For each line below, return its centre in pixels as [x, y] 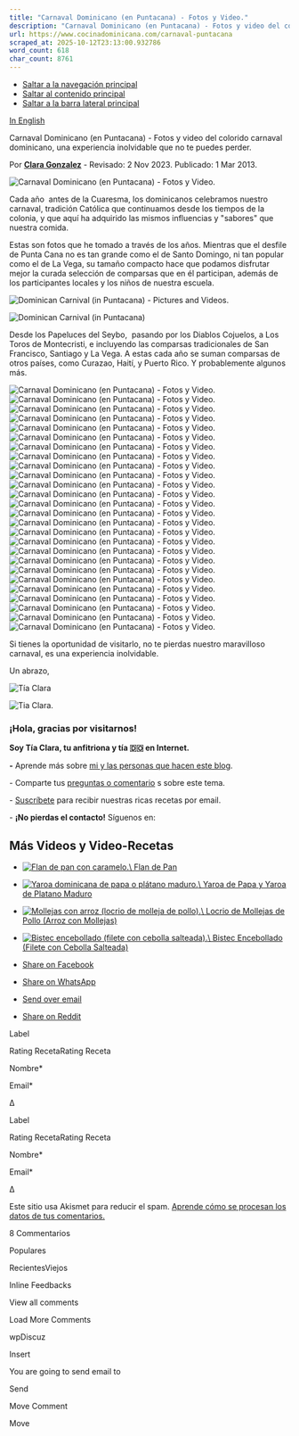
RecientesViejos [39, 1268]
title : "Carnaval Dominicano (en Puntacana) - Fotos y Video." [129, 17]
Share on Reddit [52, 1017]
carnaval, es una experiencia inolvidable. [84, 653]
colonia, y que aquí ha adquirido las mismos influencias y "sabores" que [141, 218]
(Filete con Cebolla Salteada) [75, 947]
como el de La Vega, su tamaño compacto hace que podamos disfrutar [139, 264]
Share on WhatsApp [59, 982]
